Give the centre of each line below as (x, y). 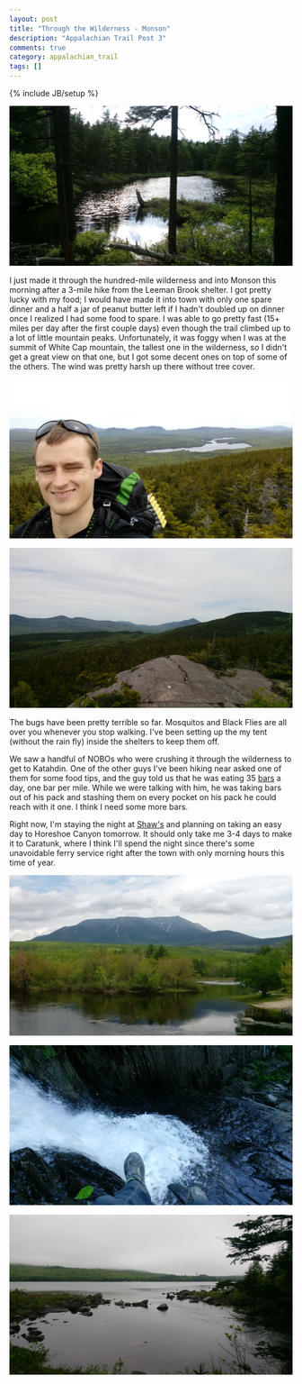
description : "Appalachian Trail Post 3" (88, 38)
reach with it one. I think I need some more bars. (99, 807)
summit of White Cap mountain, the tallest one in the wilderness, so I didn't (148, 347)
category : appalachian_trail (64, 57)
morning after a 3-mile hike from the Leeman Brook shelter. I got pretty (140, 289)
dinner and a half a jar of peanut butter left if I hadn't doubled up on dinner (147, 309)
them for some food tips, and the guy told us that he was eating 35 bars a (145, 778)
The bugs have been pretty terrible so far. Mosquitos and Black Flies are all (148, 723)
